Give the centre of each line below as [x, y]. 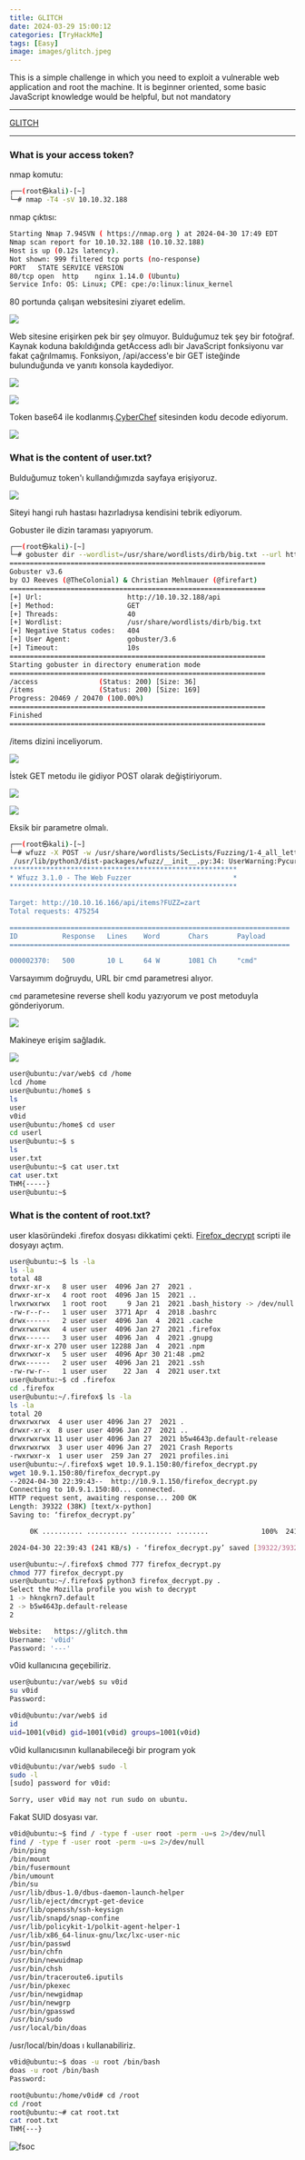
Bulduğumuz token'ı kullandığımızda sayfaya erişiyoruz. [113, 477]
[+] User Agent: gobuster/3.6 [93, 640]
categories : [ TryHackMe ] [56, 35]
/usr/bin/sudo [36, 2020]
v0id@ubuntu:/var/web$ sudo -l [69, 1767]
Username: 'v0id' [42, 1640]
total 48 [26, 1279]
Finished [26, 716]
